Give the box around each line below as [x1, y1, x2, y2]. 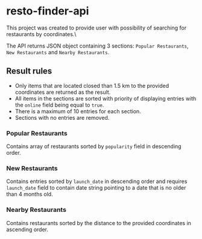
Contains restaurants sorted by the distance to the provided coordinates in [6, 219, 192, 226]
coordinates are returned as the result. [14, 88, 111, 96]
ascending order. [6, 226, 49, 233]
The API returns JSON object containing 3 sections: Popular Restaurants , [6, 42, 189, 49]
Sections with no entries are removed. [14, 114, 110, 121]
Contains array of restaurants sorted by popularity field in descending [6, 143, 182, 150]
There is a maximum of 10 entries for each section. [14, 107, 142, 115]
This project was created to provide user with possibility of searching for [6, 24, 187, 31]
